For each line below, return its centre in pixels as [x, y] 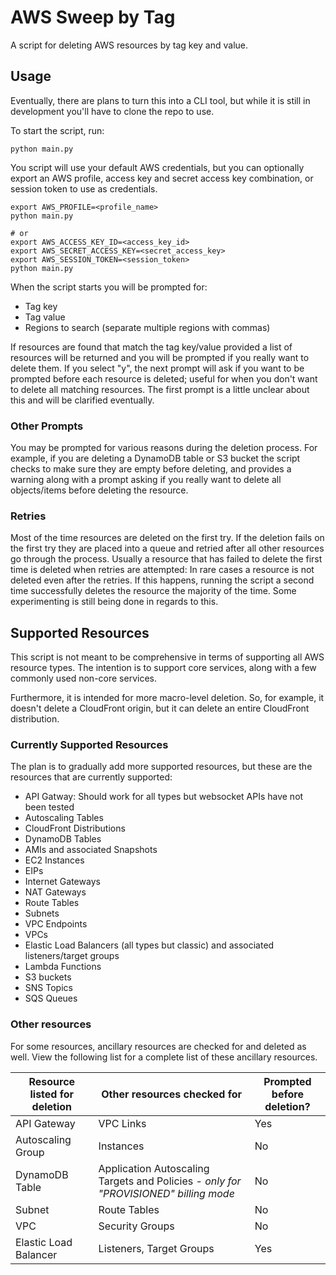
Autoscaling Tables [64, 818]
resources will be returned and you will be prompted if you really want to [160, 357]
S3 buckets [48, 977]
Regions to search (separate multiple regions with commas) [147, 327]
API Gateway [45, 1123]
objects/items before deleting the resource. [99, 490]
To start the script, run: [57, 130]
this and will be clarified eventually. [82, 400]
